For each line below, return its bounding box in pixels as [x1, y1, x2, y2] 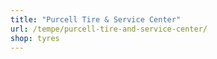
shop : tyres [10, 33, 60, 43]
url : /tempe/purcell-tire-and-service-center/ [10, 24, 208, 34]
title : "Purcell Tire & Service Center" [10, 14, 182, 25]
